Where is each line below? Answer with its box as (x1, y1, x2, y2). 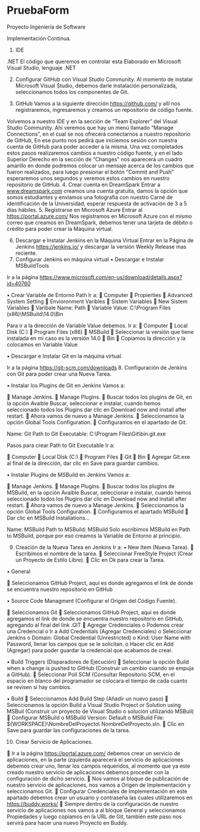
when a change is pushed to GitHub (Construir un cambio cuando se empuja (7, 664, 194, 671)
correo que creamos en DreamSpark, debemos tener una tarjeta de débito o (7, 218, 193, 226)
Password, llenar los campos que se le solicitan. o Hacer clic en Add (7, 640, 174, 648)
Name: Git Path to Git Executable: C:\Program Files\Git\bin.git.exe (7, 430, 166, 437)
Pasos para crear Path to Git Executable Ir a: (7, 442, 115, 449)
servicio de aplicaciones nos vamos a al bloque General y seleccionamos (7, 806, 186, 814)
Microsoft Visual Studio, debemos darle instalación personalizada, (15, 82, 177, 89)
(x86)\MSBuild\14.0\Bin (7, 310, 64, 317)
